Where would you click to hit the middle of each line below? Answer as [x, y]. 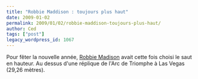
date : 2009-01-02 [28, 17]
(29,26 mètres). [26, 70]
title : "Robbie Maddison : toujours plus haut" [68, 12]
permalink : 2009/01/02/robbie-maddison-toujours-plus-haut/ [84, 23]
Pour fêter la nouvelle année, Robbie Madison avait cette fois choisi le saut [99, 57]
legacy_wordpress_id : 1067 [40, 40]
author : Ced [21, 29]
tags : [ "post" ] [25, 34]
